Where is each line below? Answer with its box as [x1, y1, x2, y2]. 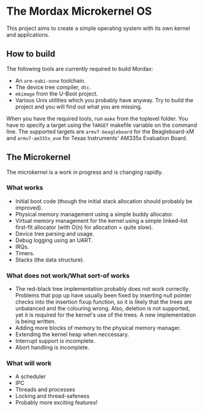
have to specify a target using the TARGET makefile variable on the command [6, 121, 197, 129]
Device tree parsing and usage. [15, 230, 95, 237]
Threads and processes [15, 386, 75, 393]
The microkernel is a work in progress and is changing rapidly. [6, 168, 163, 176]
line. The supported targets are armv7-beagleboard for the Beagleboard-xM [6, 127, 194, 135]
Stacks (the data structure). [15, 256, 84, 263]
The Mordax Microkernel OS [6, 4, 152, 18]
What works [6, 184, 43, 192]
